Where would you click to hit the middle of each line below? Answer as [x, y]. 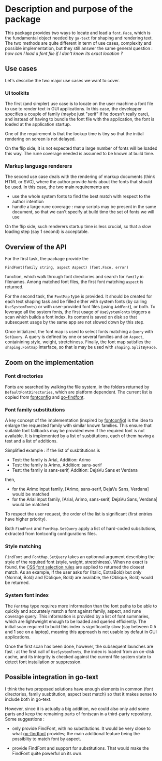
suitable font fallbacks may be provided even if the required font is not [75, 431]
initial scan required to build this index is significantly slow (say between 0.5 [81, 626]
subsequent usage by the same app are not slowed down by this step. [75, 322]
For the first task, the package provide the [47, 259]
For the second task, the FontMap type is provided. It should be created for [79, 296]
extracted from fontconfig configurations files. [51, 534]
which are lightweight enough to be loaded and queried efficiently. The [76, 621]
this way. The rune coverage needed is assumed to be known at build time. [80, 154]
